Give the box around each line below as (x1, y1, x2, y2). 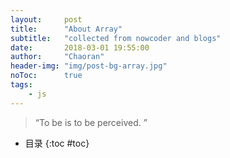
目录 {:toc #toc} (24, 137, 90, 149)
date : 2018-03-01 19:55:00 (10, 42, 150, 53)
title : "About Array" (10, 24, 123, 34)
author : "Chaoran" (10, 52, 105, 62)
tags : (10, 80, 33, 90)
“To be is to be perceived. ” (34, 116, 148, 128)
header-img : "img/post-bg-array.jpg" (10, 61, 168, 71)
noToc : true (10, 71, 83, 81)
